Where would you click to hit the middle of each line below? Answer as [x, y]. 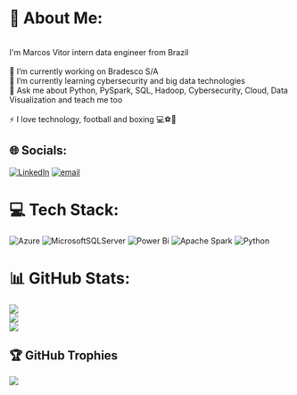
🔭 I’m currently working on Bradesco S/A [84, 71]
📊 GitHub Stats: [70, 278]
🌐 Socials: [38, 151]
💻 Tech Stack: [64, 210]
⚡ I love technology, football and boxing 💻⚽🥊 [93, 119]
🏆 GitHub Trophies [64, 356]
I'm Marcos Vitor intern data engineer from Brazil [99, 52]
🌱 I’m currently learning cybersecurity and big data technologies [127, 80]
